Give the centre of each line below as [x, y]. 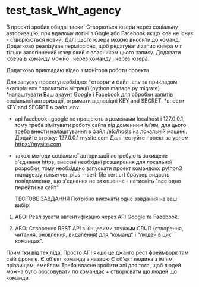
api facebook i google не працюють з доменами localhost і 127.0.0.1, [99, 118]
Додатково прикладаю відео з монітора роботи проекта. [78, 70]
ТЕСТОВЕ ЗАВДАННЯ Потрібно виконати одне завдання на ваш [96, 199]
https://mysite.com [38, 144]
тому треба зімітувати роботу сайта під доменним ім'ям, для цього [100, 125]
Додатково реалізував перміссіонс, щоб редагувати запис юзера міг [94, 46]
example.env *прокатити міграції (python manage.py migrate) [83, 88]
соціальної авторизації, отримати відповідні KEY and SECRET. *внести [95, 101]
